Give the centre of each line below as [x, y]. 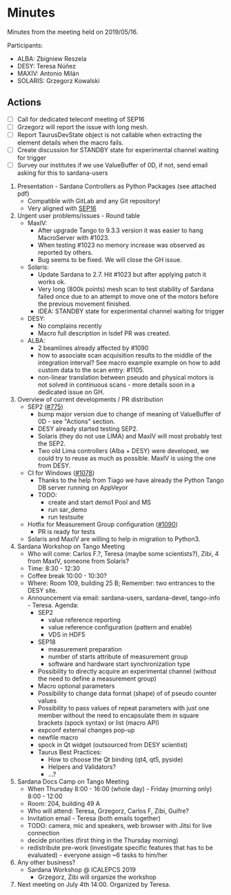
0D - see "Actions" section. [77, 422]
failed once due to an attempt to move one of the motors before [128, 297]
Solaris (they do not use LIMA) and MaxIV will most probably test [130, 436]
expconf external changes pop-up [86, 730]
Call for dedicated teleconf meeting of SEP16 [81, 119]
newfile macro [58, 737]
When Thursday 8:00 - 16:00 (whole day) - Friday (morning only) [120, 789]
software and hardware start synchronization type [119, 664]
